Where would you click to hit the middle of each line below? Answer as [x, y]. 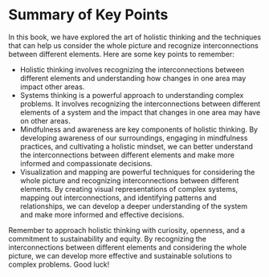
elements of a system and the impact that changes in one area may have [140, 112]
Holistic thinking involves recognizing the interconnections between [132, 69]
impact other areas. [52, 87]
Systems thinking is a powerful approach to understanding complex [132, 95]
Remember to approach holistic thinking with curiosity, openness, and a [127, 230]
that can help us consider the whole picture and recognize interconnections [133, 45]
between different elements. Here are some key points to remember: [122, 54]
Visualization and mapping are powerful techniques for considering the [137, 172]
